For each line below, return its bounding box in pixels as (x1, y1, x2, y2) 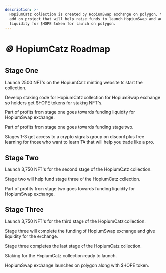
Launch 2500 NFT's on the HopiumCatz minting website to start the (5, 80, 143, 86)
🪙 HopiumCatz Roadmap (5, 43, 110, 55)
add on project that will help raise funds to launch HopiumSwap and (9, 16, 156, 21)
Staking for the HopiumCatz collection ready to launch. (5, 252, 117, 258)
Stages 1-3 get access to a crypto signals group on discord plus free (5, 134, 145, 140)
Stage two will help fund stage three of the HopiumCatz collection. (5, 176, 141, 182)
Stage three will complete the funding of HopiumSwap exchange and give (5, 228, 155, 234)
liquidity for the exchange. (5, 233, 58, 239)
